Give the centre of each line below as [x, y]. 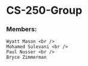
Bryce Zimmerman [26, 58]
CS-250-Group [44, 10]
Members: [22, 29]
